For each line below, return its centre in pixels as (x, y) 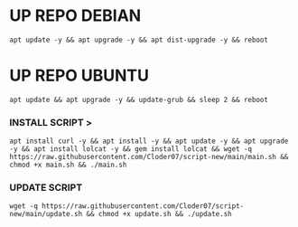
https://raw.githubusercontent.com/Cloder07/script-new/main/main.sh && (149, 157)
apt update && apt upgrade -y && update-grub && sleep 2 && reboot (139, 99)
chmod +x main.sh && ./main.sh (68, 165)
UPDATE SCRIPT (46, 188)
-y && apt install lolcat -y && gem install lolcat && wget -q (131, 149)
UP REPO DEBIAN (75, 16)
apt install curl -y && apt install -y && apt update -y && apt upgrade (149, 141)
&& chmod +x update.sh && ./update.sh (159, 214)
